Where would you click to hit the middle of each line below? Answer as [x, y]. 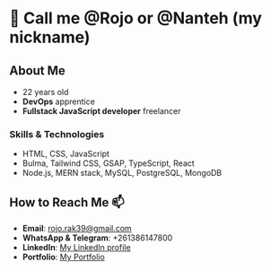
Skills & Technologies [57, 134]
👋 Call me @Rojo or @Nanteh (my [136, 18]
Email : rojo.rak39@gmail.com [77, 229]
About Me [37, 70]
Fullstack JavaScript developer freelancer [101, 111]
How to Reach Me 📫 [67, 202]
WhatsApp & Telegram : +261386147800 [97, 238]
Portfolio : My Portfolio [63, 257]
